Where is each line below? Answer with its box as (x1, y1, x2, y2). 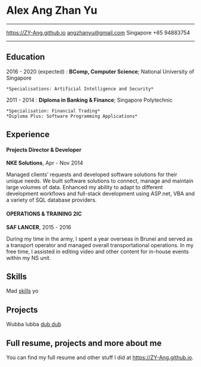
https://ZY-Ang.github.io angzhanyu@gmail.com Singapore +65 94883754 (6, 29, 190, 36)
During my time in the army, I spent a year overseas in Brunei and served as (6, 235, 193, 242)
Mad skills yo (6, 287, 39, 295)
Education (6, 52, 45, 62)
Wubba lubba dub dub (6, 321, 62, 328)
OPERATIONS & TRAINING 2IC (6, 210, 82, 217)
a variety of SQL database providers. (6, 196, 97, 204)
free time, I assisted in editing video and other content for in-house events (6, 248, 189, 255)
